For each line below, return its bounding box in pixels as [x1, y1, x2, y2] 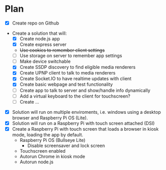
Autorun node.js [19, 159, 54, 165]
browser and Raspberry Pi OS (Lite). [12, 114, 88, 120]
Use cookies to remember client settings [19, 47, 105, 54]
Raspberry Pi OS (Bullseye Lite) [19, 137, 86, 143]
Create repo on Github [12, 20, 60, 26]
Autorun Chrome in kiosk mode [19, 153, 85, 159]
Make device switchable [19, 58, 71, 64]
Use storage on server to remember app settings [19, 53, 123, 59]
